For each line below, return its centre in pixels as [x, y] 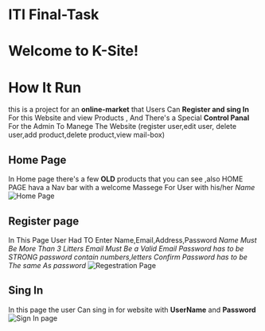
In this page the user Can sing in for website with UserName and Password [132, 310]
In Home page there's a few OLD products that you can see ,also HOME [126, 179]
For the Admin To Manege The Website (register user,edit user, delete [123, 127]
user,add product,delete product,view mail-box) [87, 135]
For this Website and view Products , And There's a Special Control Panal [129, 118]
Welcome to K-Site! [74, 51]
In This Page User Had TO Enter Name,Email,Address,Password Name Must [132, 239]
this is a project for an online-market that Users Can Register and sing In [129, 110]
